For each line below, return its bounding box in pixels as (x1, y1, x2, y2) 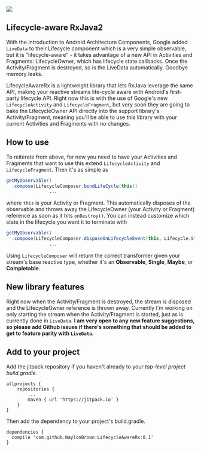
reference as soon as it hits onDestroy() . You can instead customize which (6, 212, 190, 220)
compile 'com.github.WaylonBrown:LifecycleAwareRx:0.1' (11, 434, 154, 440)
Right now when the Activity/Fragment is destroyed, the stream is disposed (6, 298, 191, 305)
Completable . (6, 264, 41, 272)
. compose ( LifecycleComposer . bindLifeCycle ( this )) (11, 183, 138, 189)
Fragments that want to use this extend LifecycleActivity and (6, 159, 160, 167)
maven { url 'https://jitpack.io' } (28, 397, 119, 403)
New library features (6, 282, 85, 292)
